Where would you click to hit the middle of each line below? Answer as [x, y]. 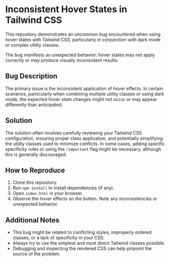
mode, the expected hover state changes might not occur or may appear [81, 99]
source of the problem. [37, 254]
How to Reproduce [35, 170]
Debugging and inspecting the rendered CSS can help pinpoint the [82, 249]
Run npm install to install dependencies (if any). [63, 188]
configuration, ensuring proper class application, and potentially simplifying [84, 138]
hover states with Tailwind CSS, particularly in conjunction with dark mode [83, 40]
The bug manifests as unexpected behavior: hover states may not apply [80, 55]
